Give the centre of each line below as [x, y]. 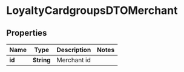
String [41, 60]
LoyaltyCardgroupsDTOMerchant [92, 11]
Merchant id [74, 60]
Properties [27, 33]
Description [74, 50]
